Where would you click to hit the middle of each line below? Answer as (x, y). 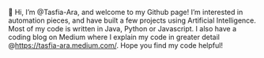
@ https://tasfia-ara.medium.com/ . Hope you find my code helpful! (116, 45)
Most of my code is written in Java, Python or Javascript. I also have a (123, 29)
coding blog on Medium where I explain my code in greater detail (114, 37)
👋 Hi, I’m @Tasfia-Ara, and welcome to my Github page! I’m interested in (126, 12)
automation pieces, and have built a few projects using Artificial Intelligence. (132, 20)
